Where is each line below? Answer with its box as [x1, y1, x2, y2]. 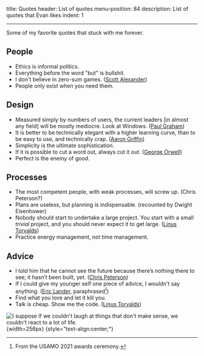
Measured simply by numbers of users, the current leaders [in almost [15, 115, 189, 123]
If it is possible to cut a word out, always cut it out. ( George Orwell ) [15, 148, 182, 156]
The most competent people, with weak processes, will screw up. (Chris [15, 188, 196, 196]
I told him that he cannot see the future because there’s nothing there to [15, 267, 195, 275]
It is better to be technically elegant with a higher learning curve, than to [15, 129, 195, 136]
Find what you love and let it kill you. [15, 294, 106, 301]
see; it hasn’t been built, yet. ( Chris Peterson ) [15, 273, 129, 281]
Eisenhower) [15, 208, 47, 215]
